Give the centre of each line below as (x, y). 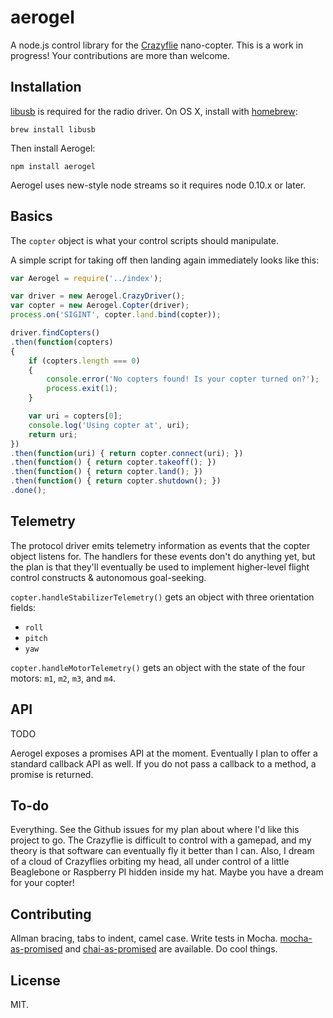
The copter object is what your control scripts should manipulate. (144, 240)
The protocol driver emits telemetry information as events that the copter (160, 545)
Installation (46, 87)
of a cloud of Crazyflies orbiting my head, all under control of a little (150, 862)
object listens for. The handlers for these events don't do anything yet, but (163, 556)
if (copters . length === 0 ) (84, 361)
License (35, 980)
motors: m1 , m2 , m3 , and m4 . (63, 678)
